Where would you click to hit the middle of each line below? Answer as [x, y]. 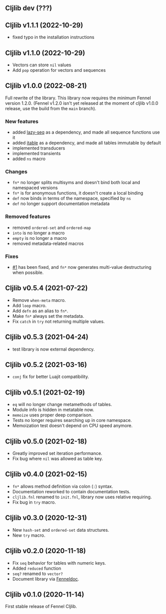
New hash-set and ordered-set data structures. [61, 530]
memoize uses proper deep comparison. [52, 415]
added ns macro [29, 159]
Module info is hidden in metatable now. [53, 410]
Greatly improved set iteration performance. [57, 453]
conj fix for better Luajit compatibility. [51, 377]
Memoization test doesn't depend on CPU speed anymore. [72, 425]
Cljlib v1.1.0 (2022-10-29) [45, 53]
